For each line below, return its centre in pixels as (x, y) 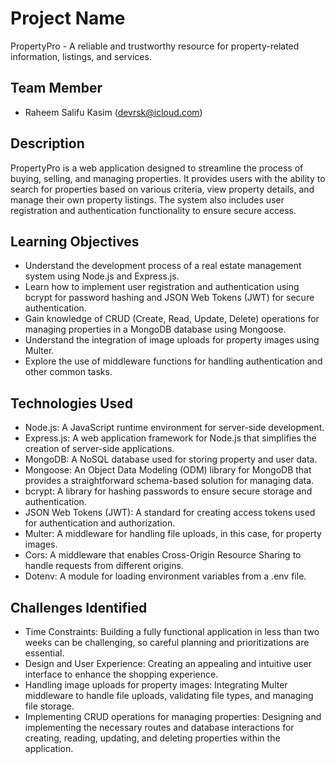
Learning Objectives (75, 241)
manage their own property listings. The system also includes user (147, 199)
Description (47, 143)
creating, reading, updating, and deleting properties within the (152, 738)
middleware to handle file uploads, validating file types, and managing (169, 695)
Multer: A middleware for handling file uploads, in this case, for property (173, 534)
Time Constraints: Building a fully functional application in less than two (172, 631)
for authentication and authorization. (100, 523)
